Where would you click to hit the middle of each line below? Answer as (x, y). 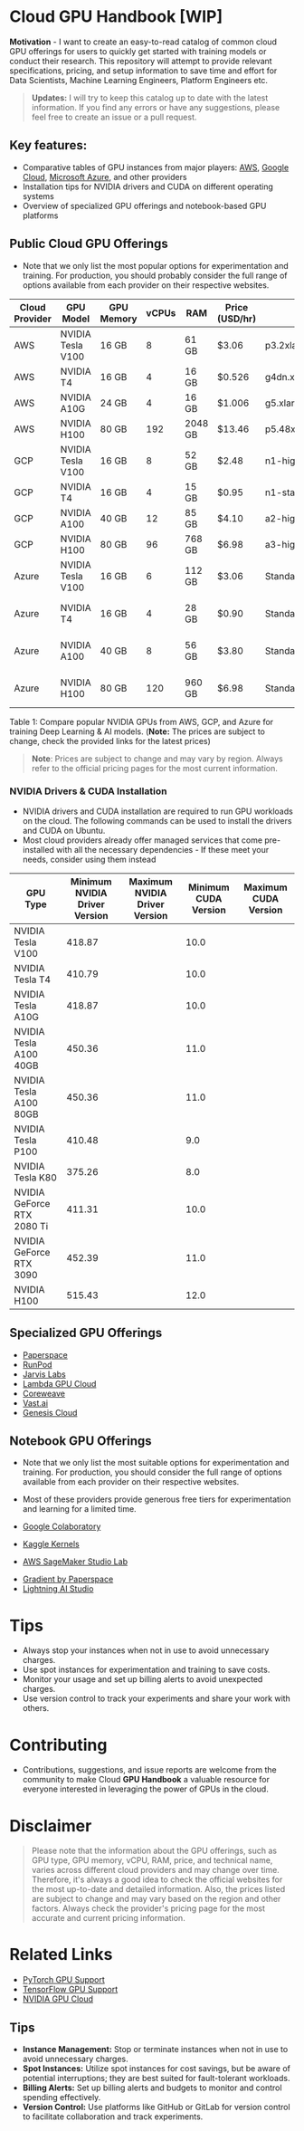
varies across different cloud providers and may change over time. (156, 1870)
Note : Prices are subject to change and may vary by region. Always (157, 759)
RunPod (37, 1364)
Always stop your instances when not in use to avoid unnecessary (146, 1650)
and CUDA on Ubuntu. (64, 830)
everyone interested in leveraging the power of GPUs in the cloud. (145, 1789)
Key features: (48, 145)
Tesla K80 (35, 1177)
